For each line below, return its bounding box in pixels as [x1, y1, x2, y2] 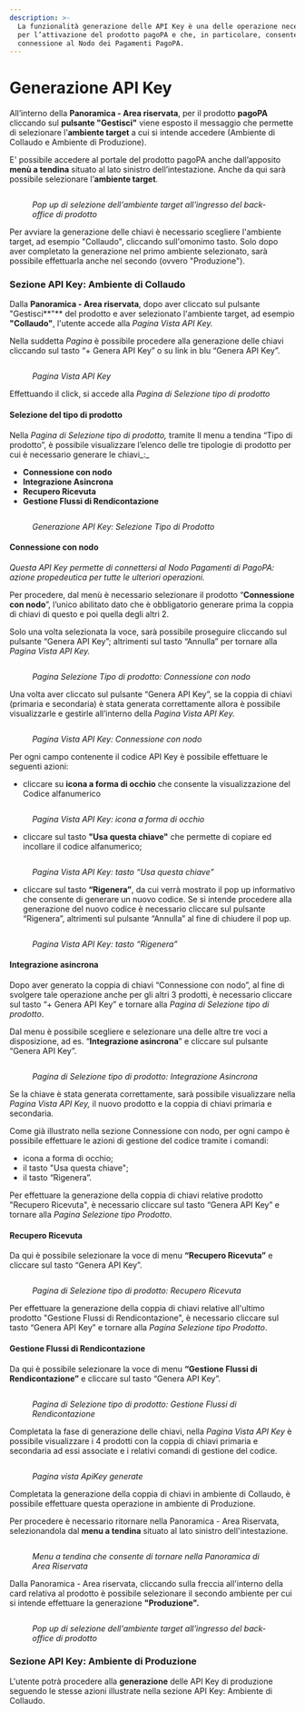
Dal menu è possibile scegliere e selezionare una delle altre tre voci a [9, 1026, 268, 1037]
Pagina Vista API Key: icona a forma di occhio [32, 813, 205, 824]
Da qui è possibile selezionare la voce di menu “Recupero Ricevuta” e [9, 1250, 273, 1261]
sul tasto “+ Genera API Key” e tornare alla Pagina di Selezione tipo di [9, 999, 270, 1010]
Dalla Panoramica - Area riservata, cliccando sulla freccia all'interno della [9, 1578, 284, 1589]
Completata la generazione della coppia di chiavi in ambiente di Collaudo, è [9, 1488, 291, 1499]
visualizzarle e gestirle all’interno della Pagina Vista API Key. [9, 708, 235, 719]
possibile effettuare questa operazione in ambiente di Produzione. [9, 1498, 256, 1509]
